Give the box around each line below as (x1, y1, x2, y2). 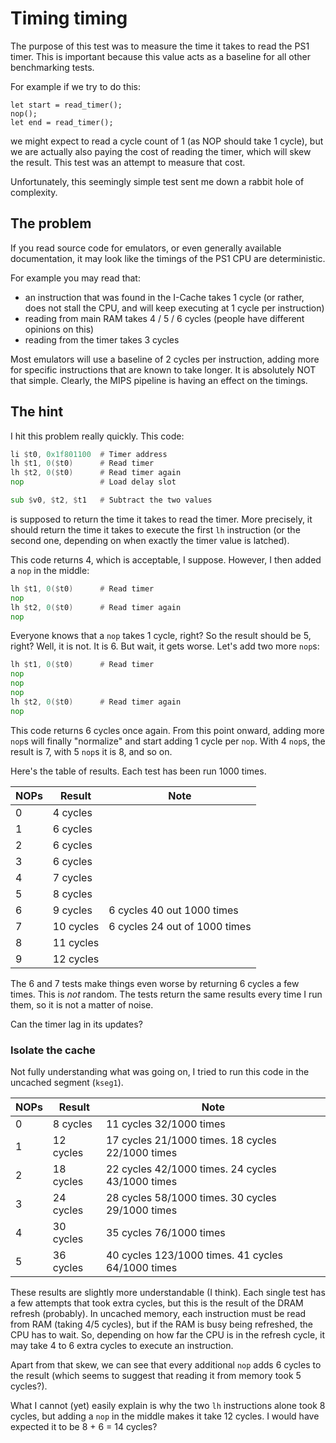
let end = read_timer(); (10, 117, 114, 127)
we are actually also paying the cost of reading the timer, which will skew (10, 145, 312, 157)
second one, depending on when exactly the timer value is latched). (10, 534, 290, 546)
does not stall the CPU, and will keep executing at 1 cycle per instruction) (24, 302, 325, 314)
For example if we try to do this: (10, 80, 142, 92)
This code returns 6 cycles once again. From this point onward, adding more (10, 724, 325, 736)
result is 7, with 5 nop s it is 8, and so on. (10, 745, 173, 757)
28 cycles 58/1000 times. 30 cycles (105, 1190, 277, 1204)
